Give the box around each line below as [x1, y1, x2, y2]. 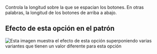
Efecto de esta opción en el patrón [5, 24, 115, 33]
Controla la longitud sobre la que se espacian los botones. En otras [5, 5, 144, 10]
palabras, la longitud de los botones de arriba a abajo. [5, 10, 117, 16]
